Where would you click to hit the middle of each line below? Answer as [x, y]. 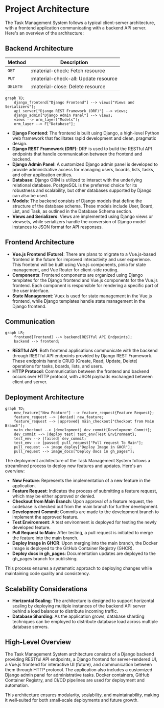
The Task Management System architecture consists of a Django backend [80, 654]
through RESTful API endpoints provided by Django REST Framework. [82, 356]
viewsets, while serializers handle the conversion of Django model [79, 221]
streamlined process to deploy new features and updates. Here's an [73, 466]
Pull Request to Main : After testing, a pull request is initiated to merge [82, 533]
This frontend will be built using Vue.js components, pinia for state [79, 264]
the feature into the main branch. [45, 538]
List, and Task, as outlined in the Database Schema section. [72, 211]
